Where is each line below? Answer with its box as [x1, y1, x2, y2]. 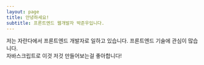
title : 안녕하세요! [6, 14, 49, 20]
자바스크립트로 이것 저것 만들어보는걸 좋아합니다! [6, 52, 122, 60]
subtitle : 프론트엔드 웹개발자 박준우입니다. [6, 20, 105, 26]
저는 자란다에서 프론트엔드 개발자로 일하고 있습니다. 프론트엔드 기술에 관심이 [6, 37, 187, 45]
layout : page [6, 8, 40, 15]
